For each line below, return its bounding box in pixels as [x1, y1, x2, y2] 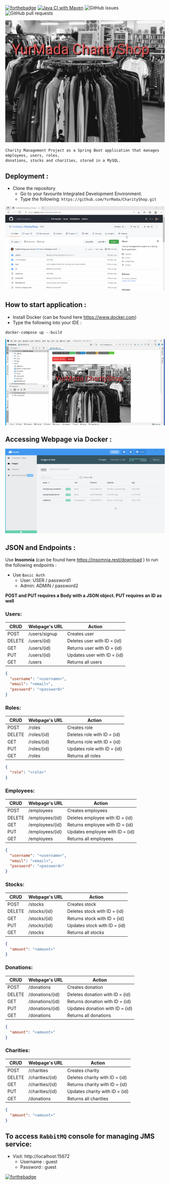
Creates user [67, 631, 95, 637]
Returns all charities [67, 1095, 109, 1101]
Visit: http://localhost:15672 [12, 1153, 70, 1160]
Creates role [67, 724, 93, 731]
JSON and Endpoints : [5, 543, 76, 552]
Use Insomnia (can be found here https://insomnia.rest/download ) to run [5, 557, 158, 563]
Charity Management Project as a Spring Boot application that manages [5, 148, 159, 153]
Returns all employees [67, 836, 113, 842]
